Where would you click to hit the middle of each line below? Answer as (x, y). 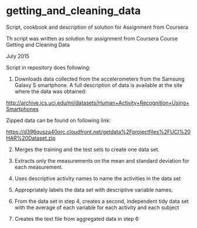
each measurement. (39, 167)
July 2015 (18, 56)
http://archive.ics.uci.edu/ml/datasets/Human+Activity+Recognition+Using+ (98, 103)
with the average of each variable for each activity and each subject (97, 207)
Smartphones (23, 109)
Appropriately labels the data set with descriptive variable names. (94, 190)
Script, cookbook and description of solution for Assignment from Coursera (97, 27)
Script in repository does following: (48, 67)
